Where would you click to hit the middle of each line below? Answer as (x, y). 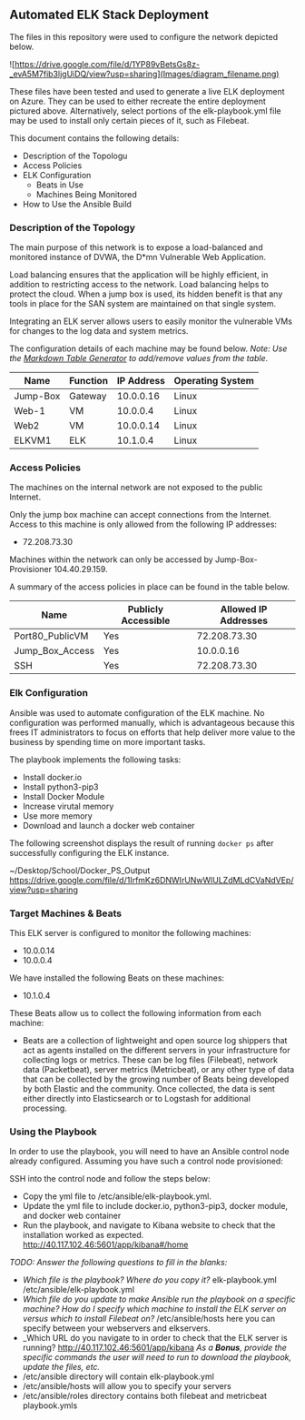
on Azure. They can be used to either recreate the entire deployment (138, 101)
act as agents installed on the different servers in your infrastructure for (156, 1050)
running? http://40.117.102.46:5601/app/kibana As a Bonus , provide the (155, 1348)
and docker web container (72, 1216)
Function (89, 381)
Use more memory (57, 816)
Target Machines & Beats (66, 913)
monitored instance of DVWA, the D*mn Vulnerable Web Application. (138, 257)
